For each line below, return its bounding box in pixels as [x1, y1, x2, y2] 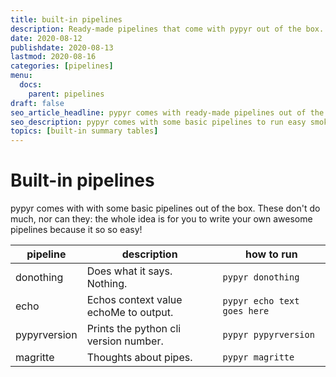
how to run [244, 247, 298, 261]
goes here [222, 306, 270, 317]
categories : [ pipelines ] [10, 61, 114, 71]
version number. [86, 334, 164, 348]
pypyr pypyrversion [222, 329, 315, 341]
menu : [10, 71, 33, 81]
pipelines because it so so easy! [10, 224, 143, 236]
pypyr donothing [222, 272, 300, 283]
